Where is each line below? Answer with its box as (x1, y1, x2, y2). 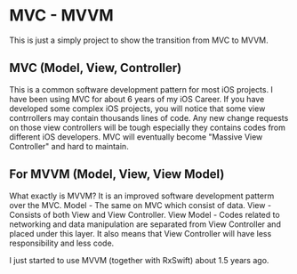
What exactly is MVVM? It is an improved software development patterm (9, 190, 275, 201)
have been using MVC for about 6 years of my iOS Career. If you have (9, 93, 265, 104)
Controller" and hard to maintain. (9, 141, 129, 151)
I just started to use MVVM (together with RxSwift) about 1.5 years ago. (9, 254, 269, 265)
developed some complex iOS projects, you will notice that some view (9, 103, 266, 114)
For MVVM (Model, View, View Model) (9, 166, 225, 182)
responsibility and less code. (9, 238, 115, 248)
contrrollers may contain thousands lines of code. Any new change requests (9, 112, 289, 123)
